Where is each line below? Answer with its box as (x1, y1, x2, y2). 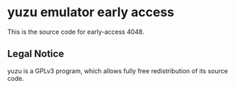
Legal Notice (7, 48, 64, 60)
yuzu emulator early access (7, 4, 175, 20)
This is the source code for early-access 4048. (7, 27, 145, 36)
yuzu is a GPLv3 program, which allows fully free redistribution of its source (7, 66, 229, 75)
